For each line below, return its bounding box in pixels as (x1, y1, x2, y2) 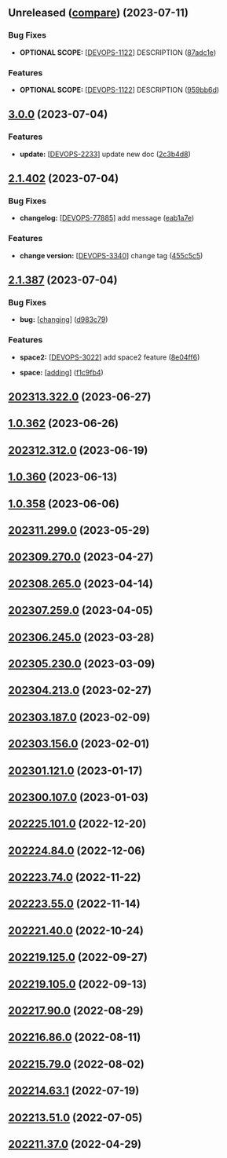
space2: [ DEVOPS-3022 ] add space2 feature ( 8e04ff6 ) (19, 353, 200, 362)
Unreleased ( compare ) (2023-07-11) (8, 6, 189, 20)
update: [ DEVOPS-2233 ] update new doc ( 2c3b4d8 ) (19, 149, 191, 159)
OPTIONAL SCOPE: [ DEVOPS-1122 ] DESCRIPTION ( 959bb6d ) (19, 85, 220, 94)
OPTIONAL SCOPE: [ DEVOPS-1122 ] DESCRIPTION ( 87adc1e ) (19, 47, 217, 57)
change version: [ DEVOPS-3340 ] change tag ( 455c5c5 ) (19, 250, 203, 260)
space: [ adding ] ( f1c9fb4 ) (19, 367, 104, 377)
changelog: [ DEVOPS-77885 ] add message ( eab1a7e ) (19, 214, 195, 223)
